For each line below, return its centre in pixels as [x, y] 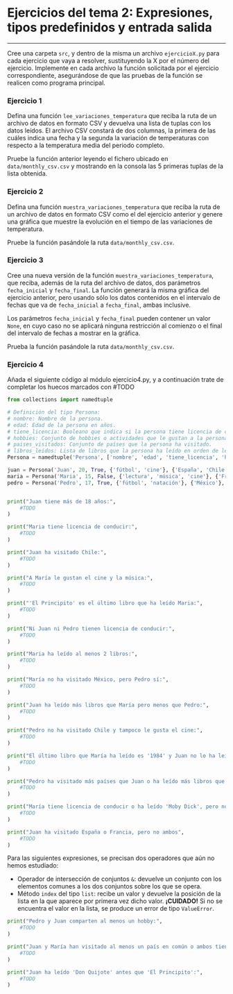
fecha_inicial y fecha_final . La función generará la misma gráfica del [108, 290]
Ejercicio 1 [25, 101]
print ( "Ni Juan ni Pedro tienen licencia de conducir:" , [91, 629]
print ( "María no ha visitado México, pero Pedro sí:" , [88, 680]
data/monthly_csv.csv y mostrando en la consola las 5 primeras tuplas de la [115, 166]
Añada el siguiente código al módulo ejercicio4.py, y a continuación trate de [115, 380]
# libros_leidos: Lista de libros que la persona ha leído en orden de [113, 451]
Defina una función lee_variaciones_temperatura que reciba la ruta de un [112, 116]
